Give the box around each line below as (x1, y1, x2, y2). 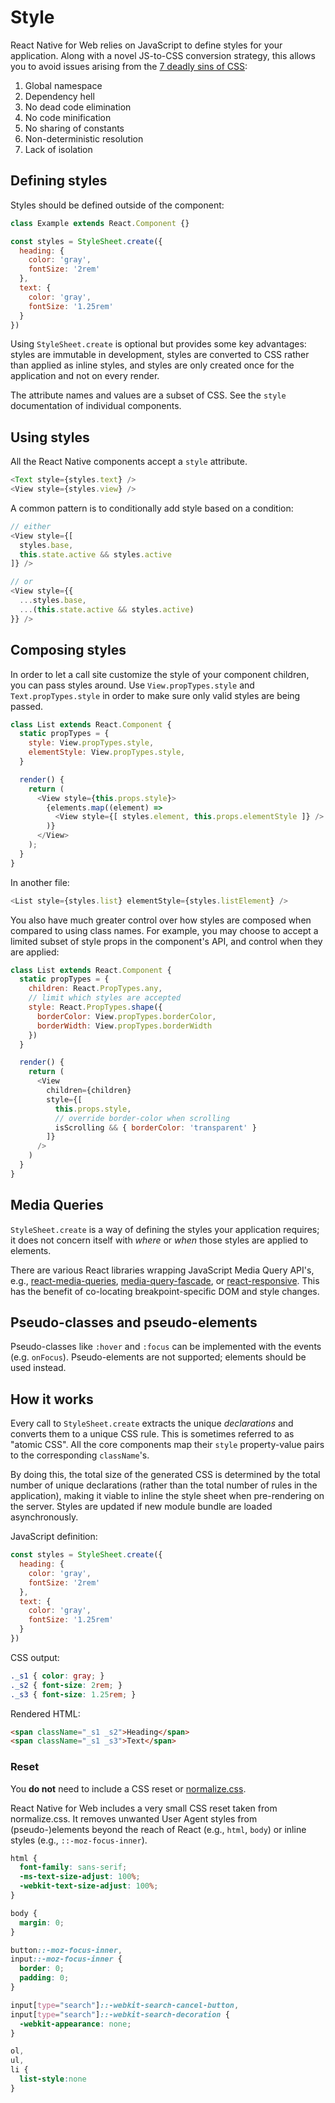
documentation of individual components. (10, 400, 182, 412)
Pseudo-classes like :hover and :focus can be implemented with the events (10, 1341, 322, 1353)
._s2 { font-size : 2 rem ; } (10, 1680, 123, 1690)
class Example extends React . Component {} (10, 218, 190, 228)
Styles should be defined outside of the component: (10, 199, 225, 211)
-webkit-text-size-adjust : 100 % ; (19, 1881, 159, 1891)
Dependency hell (24, 90, 95, 102)
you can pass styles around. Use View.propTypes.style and (10, 679, 255, 691)
